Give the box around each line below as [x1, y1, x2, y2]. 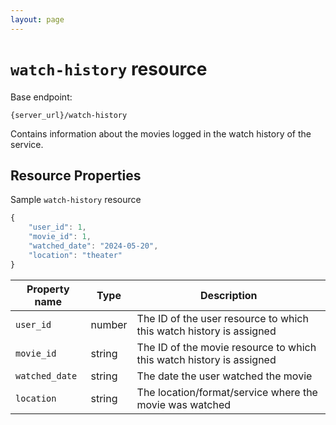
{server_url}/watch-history [10, 110, 128, 120]
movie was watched [136, 397, 232, 411]
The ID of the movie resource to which [136, 340, 317, 354]
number [90, 317, 128, 331]
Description [200, 288, 258, 302]
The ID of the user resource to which [136, 311, 309, 325]
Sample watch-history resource [10, 194, 142, 206]
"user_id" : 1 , [28, 222, 87, 233]
